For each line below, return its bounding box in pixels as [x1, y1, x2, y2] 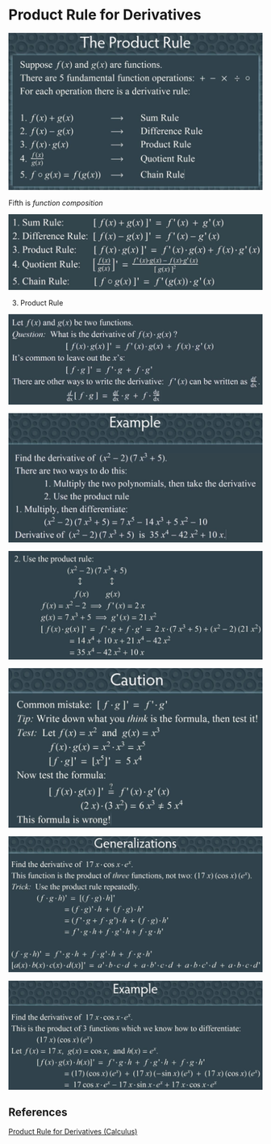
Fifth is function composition [8, 198, 103, 208]
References [8, 1105, 68, 1119]
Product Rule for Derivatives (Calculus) [8, 1127, 138, 1137]
